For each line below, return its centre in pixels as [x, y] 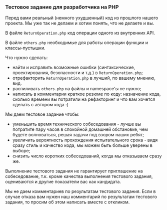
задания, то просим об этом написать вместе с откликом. [67, 202]
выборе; [21, 151]
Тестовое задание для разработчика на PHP [62, 7]
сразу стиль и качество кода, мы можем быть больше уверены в [82, 145]
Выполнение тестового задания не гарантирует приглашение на [74, 171]
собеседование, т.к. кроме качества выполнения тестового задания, [79, 176]
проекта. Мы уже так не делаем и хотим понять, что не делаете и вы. [80, 23]
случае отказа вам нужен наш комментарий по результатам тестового [81, 197]
